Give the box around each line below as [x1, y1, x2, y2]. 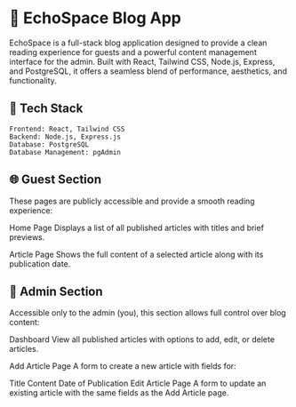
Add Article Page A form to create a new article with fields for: [9, 361, 237, 371]
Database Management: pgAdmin [9, 148, 122, 156]
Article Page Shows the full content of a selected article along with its [9, 249, 264, 259]
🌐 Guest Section [9, 172, 102, 188]
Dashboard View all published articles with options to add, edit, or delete [9, 334, 276, 345]
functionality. [9, 75, 58, 85]
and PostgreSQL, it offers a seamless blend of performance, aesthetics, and [9, 66, 287, 76]
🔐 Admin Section [9, 283, 104, 299]
